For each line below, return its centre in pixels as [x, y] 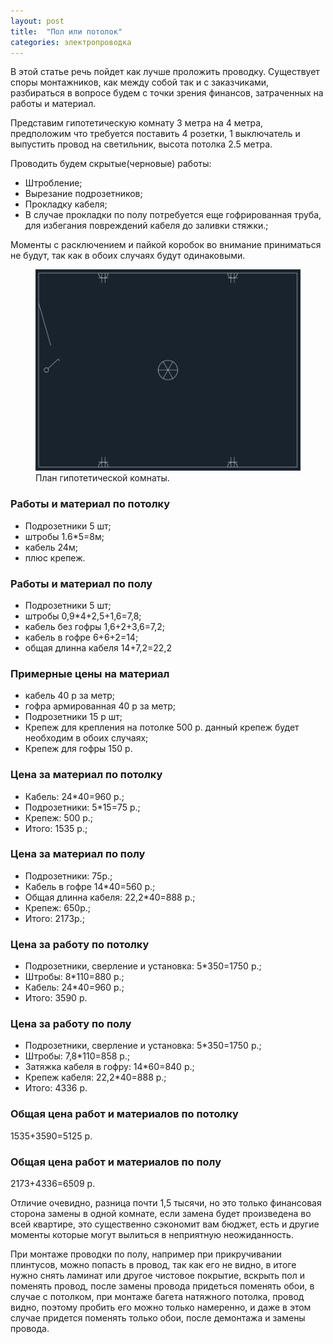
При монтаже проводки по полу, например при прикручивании [146, 1254]
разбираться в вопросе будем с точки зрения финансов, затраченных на [167, 93]
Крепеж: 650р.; [57, 907]
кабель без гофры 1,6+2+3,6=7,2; [94, 626]
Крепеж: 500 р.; [59, 817]
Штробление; [53, 183]
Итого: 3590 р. [56, 998]
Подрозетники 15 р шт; [73, 717]
